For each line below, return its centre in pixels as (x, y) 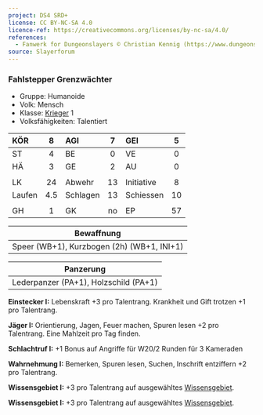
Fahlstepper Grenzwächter (60, 79)
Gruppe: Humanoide (52, 96)
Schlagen (83, 195)
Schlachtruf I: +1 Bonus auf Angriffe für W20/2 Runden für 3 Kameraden (126, 349)
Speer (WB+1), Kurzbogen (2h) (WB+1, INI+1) (98, 246)
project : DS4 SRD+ (38, 15)
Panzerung (85, 269)
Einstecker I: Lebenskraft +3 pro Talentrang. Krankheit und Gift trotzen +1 (127, 302)
